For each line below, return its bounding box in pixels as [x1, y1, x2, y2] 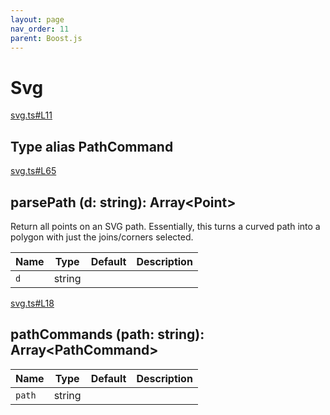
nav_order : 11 [10, 24, 70, 34]
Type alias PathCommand [10, 138, 174, 155]
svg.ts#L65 [10, 165, 57, 177]
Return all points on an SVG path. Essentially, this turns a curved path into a [10, 220, 321, 232]
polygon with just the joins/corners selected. [10, 231, 194, 243]
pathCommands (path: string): [10, 326, 205, 343]
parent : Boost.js [10, 33, 83, 43]
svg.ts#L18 [10, 297, 55, 309]
